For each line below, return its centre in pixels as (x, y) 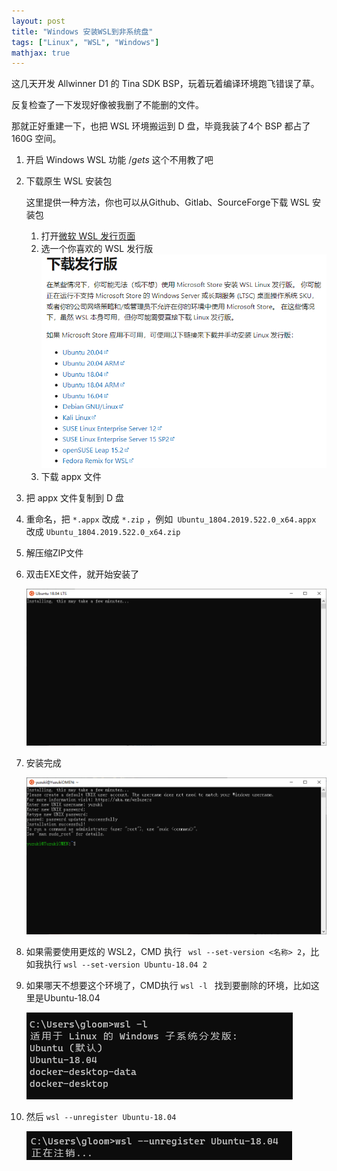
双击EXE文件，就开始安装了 (82, 574)
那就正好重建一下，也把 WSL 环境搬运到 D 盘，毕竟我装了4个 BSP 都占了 (161, 126)
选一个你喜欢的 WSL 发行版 (97, 249)
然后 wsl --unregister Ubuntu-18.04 (101, 1116)
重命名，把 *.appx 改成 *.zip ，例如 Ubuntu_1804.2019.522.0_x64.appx (171, 519)
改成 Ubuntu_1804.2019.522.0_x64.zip (103, 531)
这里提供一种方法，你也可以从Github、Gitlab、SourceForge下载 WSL (167, 202)
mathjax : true (41, 53)
